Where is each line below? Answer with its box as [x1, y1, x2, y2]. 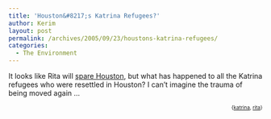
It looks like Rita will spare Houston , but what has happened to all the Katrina [8, 72, 263, 80]
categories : [8, 42, 48, 50]
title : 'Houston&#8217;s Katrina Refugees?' [8, 11, 161, 20]
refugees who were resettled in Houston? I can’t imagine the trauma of [8, 80, 244, 89]
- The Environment [15, 49, 78, 57]
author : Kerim [8, 19, 56, 27]
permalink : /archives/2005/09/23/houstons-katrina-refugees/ [8, 34, 219, 43]
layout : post [8, 27, 52, 35]
